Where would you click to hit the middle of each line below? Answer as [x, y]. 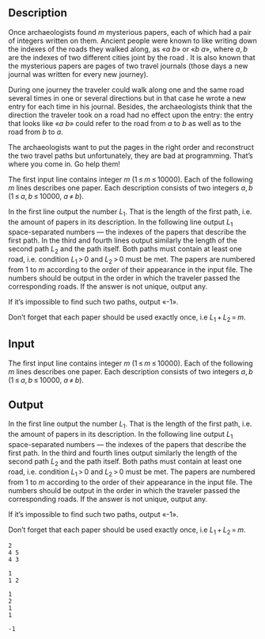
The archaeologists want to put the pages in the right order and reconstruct [131, 147]
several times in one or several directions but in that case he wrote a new [127, 98]
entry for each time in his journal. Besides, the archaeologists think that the [131, 106]
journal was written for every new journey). [78, 74]
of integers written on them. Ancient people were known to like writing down [132, 40]
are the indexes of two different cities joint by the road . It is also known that [132, 57]
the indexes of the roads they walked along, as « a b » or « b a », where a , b [128, 49]
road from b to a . [36, 132]
